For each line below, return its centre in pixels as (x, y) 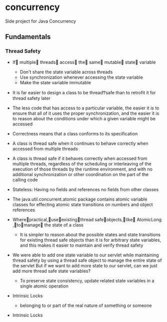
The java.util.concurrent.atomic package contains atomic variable (80, 199)
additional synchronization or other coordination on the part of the (80, 174)
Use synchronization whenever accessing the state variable (81, 77)
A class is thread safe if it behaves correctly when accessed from (80, 158)
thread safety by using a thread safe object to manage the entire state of (87, 260)
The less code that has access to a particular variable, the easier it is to (86, 108)
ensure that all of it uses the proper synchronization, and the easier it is (86, 113)
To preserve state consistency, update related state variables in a (87, 280)
